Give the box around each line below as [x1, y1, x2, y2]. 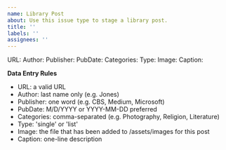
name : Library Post [7, 10, 65, 18]
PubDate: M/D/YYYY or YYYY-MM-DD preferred [17, 105, 158, 114]
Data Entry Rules [7, 69, 58, 78]
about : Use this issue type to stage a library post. [7, 17, 168, 24]
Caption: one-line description [17, 135, 102, 144]
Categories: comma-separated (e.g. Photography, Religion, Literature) [17, 113, 220, 121]
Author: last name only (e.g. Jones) [17, 90, 119, 99]
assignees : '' [7, 36, 49, 43]
